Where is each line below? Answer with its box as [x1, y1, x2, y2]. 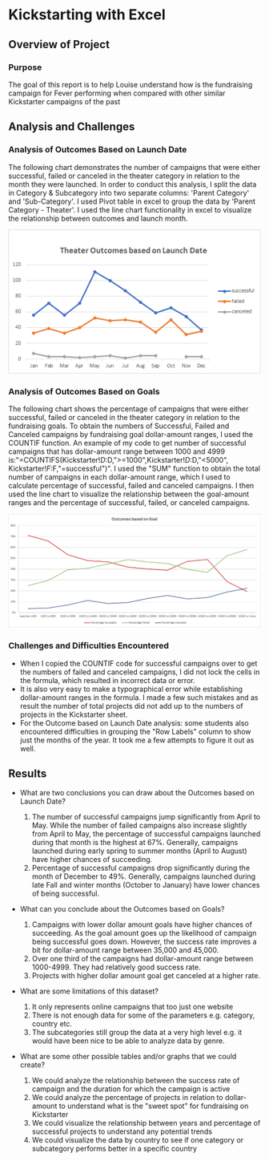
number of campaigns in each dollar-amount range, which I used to [8, 472, 231, 482]
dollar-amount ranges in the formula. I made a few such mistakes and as [19, 692, 259, 702]
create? [19, 1060, 46, 1070]
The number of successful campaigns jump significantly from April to [31, 812, 261, 822]
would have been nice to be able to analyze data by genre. [31, 1036, 226, 1046]
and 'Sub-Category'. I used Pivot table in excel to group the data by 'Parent [8, 196, 256, 206]
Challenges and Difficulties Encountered [8, 640, 170, 651]
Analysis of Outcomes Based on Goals [8, 386, 160, 397]
